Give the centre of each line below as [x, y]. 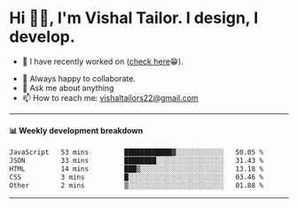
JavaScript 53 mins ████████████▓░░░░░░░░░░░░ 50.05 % [137, 153]
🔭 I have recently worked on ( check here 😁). [102, 61]
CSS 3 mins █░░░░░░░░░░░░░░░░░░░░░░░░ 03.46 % [137, 177]
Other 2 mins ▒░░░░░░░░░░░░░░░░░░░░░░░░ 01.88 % [137, 185]
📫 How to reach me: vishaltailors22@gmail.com [110, 97]
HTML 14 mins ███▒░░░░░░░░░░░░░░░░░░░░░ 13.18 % [137, 169]
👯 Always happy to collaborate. [78, 78]
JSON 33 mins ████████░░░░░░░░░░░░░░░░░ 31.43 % [137, 161]
